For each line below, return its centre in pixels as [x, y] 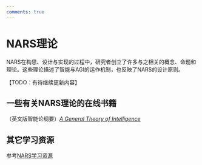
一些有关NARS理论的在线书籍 [62, 103]
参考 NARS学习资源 [30, 156]
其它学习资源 [30, 140]
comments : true [25, 12]
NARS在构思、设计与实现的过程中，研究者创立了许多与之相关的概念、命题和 [101, 62]
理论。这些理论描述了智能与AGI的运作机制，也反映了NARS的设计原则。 [95, 69]
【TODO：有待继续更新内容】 [43, 82]
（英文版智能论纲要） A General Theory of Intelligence [73, 119]
